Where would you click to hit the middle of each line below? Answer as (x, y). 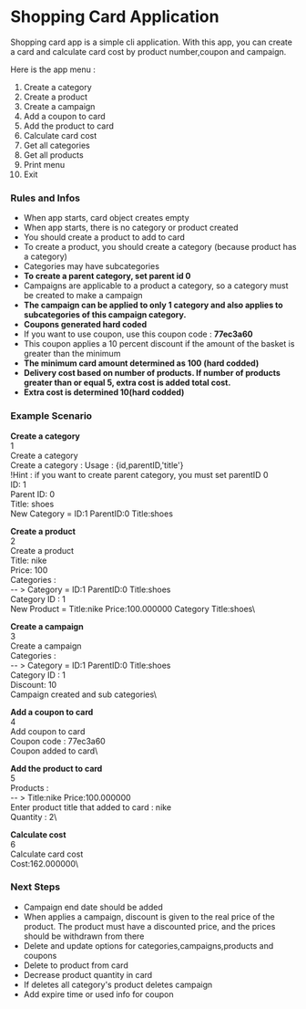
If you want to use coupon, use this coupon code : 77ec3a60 (138, 334)
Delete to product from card (76, 965)
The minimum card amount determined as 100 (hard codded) (141, 363)
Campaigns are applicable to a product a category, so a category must (156, 286)
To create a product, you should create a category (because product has (160, 247)
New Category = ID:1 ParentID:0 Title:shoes (92, 514)
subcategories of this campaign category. (105, 315)
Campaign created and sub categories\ (84, 694)
